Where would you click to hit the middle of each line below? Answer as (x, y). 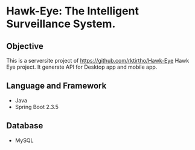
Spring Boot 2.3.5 (37, 107)
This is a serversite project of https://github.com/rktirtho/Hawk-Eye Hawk (98, 61)
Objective (25, 46)
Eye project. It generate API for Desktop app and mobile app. (82, 67)
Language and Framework (56, 86)
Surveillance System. (61, 24)
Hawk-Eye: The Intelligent (72, 11)
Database (25, 126)
